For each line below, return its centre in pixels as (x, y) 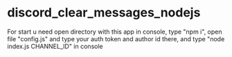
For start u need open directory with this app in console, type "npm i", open (115, 32)
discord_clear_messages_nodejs (104, 13)
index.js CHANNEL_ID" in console (55, 46)
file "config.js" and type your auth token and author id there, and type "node (116, 38)
